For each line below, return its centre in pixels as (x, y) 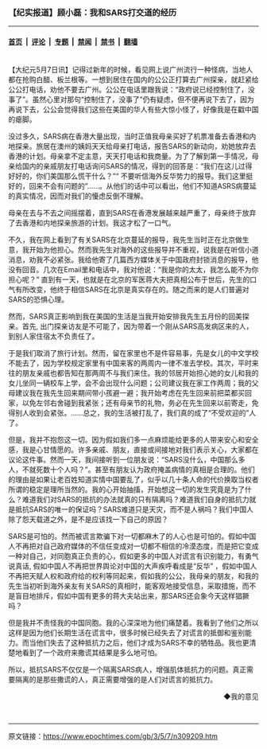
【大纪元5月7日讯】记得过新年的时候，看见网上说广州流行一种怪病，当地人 (131, 69)
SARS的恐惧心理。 (39, 299)
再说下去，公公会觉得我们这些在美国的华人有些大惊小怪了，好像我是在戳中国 (133, 109)
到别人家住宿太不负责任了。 (54, 336)
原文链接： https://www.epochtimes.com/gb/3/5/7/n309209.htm (113, 736)
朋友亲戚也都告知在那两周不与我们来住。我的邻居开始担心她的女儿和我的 (140, 373)
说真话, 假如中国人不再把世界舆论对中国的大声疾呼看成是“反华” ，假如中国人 (133, 566)
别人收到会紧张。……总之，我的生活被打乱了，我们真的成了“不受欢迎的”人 (135, 412)
